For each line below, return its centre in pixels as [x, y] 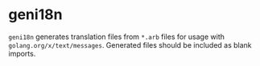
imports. [22, 53]
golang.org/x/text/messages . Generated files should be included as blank [130, 45]
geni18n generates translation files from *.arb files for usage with [117, 37]
